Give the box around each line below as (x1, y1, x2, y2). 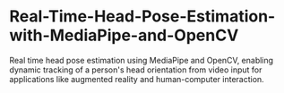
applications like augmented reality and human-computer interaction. (9, 73, 264, 84)
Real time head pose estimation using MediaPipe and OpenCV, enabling (9, 55, 274, 65)
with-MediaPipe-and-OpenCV (9, 25, 239, 46)
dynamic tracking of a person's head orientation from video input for (9, 64, 262, 75)
